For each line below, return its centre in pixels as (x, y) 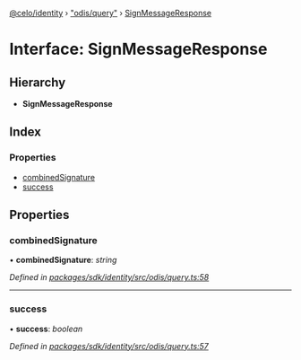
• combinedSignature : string (63, 260)
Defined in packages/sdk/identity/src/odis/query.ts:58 (109, 277)
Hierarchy (38, 82)
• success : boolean (46, 329)
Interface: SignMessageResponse (138, 49)
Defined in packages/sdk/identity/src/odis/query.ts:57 (109, 346)
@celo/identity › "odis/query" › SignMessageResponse (111, 13)
